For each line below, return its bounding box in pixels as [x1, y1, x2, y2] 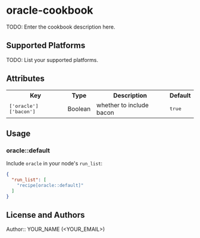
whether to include [96, 101, 149, 109]
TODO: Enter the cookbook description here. [6, 23, 115, 30]
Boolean [67, 105, 91, 113]
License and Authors [6, 210, 85, 220]
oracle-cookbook [6, 4, 93, 17]
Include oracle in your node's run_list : [6, 160, 103, 167]
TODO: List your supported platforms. [6, 56, 99, 63]
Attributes [6, 74, 45, 84]
